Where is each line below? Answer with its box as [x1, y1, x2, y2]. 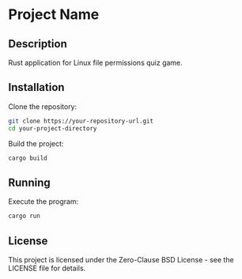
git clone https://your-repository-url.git [8, 117, 154, 125]
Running [8, 175, 51, 189]
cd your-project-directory [8, 124, 97, 132]
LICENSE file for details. [8, 263, 86, 273]
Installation [8, 81, 65, 94]
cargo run [8, 212, 41, 221]
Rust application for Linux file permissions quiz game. [8, 58, 183, 67]
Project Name [8, 6, 100, 24]
